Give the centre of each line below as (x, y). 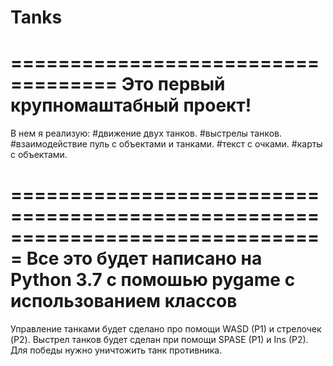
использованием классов (124, 301)
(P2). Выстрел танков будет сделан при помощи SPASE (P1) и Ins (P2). (159, 340)
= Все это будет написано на (136, 258)
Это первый (173, 84)
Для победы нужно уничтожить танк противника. (116, 350)
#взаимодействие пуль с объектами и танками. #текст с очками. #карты (166, 144)
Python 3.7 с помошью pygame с (153, 280)
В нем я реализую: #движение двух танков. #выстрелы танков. (146, 133)
